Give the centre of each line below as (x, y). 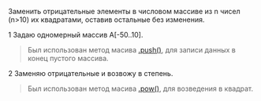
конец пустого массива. (68, 58)
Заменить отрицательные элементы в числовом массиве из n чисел (124, 11)
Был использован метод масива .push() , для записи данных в (132, 50)
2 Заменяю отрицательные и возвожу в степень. (91, 73)
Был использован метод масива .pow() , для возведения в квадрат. (140, 88)
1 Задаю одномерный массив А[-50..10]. (76, 35)
